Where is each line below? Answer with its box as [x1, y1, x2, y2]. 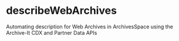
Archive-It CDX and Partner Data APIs [6, 29, 97, 36]
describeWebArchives [6, 4, 117, 17]
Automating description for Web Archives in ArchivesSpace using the [6, 23, 173, 30]
